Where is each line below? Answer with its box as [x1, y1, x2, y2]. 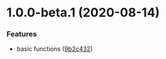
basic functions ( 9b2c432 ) [16, 45, 93, 53]
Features [6, 29, 37, 39]
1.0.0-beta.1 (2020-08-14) [6, 5, 160, 21]
